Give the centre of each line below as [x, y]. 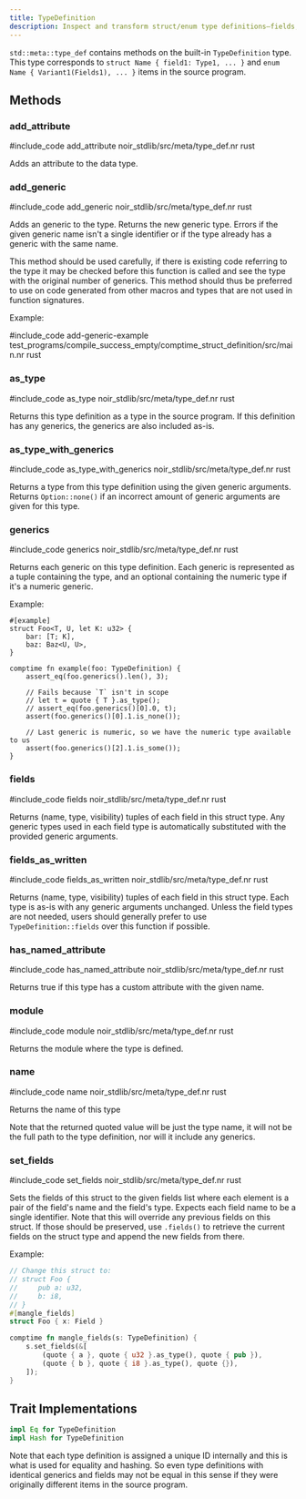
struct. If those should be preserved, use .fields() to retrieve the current [147, 1227]
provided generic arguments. [64, 836]
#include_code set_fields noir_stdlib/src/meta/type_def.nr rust [125, 1180]
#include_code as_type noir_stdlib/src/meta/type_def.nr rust [122, 398]
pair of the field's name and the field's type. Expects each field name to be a [153, 1208]
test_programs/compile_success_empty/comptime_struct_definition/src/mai [151, 345]
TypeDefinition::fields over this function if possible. [110, 926]
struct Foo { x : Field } [56, 1321]
